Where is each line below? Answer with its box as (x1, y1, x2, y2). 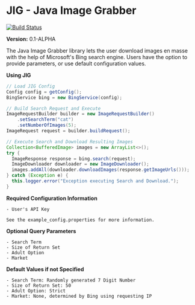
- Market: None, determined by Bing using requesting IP (6, 293, 152, 299)
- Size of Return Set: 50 (6, 282, 71, 289)
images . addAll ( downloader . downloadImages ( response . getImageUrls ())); (11, 167, 190, 173)
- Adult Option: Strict (6, 287, 66, 294)
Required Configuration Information (6, 194, 97, 202)
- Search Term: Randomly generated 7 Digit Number (6, 277, 136, 283)
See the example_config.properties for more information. (6, 217, 155, 223)
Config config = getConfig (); (6, 89, 82, 95)
